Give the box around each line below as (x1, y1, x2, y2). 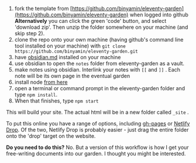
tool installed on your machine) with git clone (14, 42, 126, 49)
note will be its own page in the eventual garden (14, 73, 130, 79)
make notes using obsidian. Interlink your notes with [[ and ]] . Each (14, 66, 180, 73)
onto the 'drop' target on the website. (6, 133, 96, 140)
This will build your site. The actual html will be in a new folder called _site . (6, 108, 189, 116)
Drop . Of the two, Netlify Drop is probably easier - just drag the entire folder (6, 126, 189, 133)
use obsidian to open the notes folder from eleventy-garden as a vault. (14, 60, 185, 67)
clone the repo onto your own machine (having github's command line (14, 36, 184, 43)
